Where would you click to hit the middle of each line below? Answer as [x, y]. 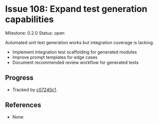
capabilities [30, 19]
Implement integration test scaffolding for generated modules [74, 52]
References [23, 105]
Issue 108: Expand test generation [76, 9]
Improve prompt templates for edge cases [55, 57]
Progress [19, 78]
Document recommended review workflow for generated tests [75, 62]
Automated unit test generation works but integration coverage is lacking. [79, 42]
